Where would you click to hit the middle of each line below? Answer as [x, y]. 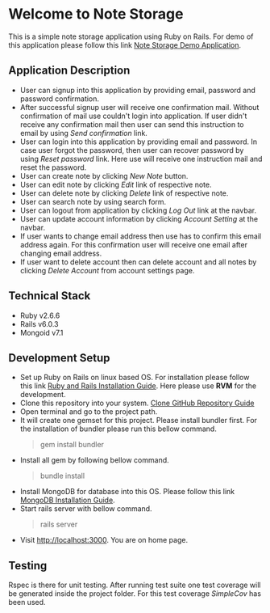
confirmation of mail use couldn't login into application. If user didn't [133, 116]
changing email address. [61, 253]
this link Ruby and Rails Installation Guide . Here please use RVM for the [138, 386]
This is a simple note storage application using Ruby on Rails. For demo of [131, 36]
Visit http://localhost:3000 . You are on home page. [104, 540]
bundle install [62, 476]
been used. [27, 602]
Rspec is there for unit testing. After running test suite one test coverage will [135, 585]
